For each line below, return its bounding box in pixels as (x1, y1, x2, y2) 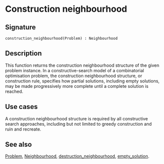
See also (5, 140, 32, 149)
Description (5, 49, 42, 57)
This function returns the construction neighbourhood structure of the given (5, 62, 160, 68)
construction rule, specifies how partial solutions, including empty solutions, (5, 78, 160, 84)
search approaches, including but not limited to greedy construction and (5, 121, 152, 127)
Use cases (5, 103, 38, 111)
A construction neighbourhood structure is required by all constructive (5, 115, 148, 121)
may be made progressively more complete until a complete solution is (5, 83, 149, 89)
